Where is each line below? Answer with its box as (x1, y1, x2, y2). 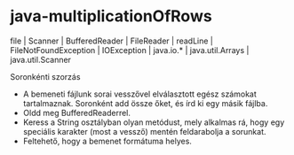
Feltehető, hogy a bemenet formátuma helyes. (22, 136, 192, 146)
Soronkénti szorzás (10, 71, 81, 81)
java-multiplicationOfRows (10, 6, 212, 27)
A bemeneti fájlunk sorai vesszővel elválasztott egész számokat (22, 89, 257, 99)
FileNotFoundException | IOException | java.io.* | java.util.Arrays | (10, 44, 250, 55)
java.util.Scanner (10, 54, 72, 65)
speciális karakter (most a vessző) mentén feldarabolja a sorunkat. (22, 126, 266, 136)
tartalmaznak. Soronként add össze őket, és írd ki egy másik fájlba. (22, 97, 268, 108)
